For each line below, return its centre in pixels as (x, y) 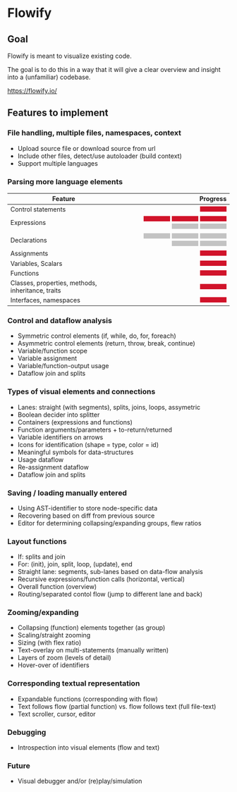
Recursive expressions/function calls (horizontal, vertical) (101, 579)
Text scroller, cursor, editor (57, 714)
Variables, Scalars (36, 263)
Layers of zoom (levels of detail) (64, 658)
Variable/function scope (53, 351)
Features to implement (58, 113)
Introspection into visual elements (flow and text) (89, 748)
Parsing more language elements (65, 181)
